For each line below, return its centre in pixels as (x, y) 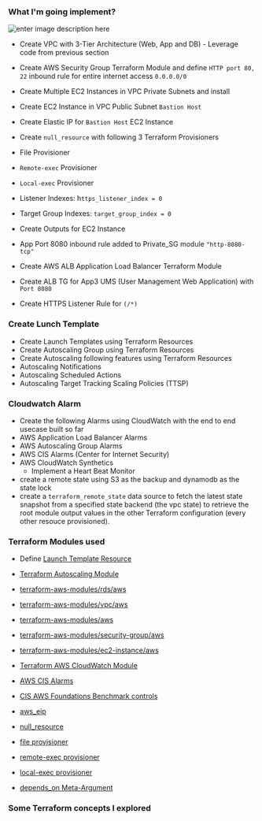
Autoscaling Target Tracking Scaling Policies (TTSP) (104, 383)
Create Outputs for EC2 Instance (72, 229)
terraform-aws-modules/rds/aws (73, 589)
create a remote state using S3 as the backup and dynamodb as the (129, 479)
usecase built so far (52, 429)
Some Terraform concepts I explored (80, 808)
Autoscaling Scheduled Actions (70, 375)
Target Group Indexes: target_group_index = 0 (95, 214)
